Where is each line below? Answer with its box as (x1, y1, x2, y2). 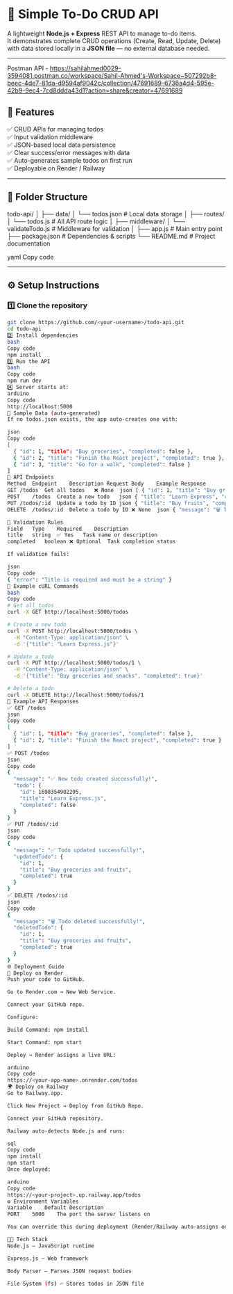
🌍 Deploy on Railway (7, 1083, 69, 1091)
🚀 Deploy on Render (7, 970, 64, 977)
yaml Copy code (7, 253, 54, 261)
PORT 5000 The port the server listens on (7, 1211, 150, 1218)
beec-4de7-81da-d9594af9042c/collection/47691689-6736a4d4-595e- (7, 79, 215, 87)
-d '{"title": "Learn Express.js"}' (13, 640, 119, 648)
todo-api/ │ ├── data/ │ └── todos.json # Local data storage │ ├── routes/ (7, 209, 225, 218)
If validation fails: (7, 551, 70, 558)
